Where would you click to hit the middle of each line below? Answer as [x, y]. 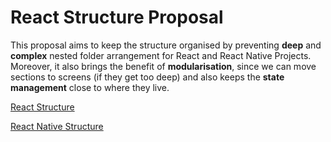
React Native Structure [57, 126]
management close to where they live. [90, 87]
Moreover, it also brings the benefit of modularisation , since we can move [163, 66]
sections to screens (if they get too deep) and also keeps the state [147, 77]
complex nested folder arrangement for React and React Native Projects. [161, 55]
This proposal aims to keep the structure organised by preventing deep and [166, 45]
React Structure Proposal [117, 17]
